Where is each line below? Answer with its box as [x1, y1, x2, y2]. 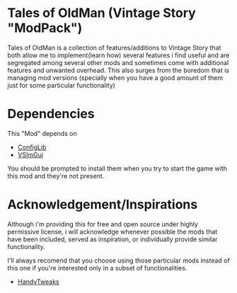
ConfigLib [17, 143, 47, 151]
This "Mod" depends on [7, 129, 77, 137]
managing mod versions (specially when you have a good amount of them [7, 73, 224, 82]
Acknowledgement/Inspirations [7, 197, 198, 213]
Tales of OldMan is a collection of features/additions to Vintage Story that [7, 43, 221, 52]
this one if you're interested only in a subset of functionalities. [7, 263, 187, 272]
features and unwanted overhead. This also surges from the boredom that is [7, 66, 230, 74]
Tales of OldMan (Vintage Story [7, 5, 196, 21]
